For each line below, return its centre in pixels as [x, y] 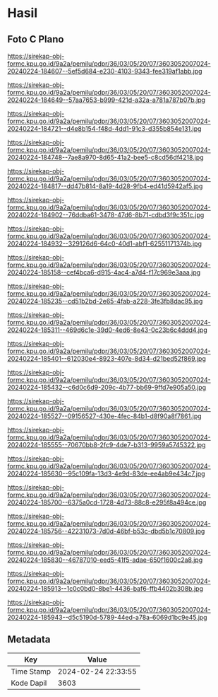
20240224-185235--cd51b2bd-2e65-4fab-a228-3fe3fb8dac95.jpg [105, 301]
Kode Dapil [29, 683]
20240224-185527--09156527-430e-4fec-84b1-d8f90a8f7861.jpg [105, 416]
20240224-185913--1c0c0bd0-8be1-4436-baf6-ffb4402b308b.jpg [105, 588]
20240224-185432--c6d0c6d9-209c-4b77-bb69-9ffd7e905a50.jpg [107, 387]
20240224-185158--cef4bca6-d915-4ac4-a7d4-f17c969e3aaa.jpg [104, 272]
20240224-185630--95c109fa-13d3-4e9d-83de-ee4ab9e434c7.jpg [107, 473]
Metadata [29, 639]
